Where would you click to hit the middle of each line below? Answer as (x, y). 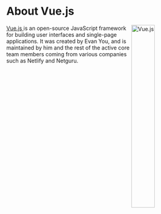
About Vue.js (40, 11)
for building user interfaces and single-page (62, 34)
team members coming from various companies (66, 54)
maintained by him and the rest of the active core (68, 48)
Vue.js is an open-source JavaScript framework (66, 28)
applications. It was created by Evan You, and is (66, 41)
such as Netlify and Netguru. (42, 61)
